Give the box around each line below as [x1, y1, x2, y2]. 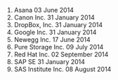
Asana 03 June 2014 [13, 6, 74, 14]
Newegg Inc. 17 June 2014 [13, 35, 91, 44]
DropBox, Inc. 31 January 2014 [13, 21, 103, 29]
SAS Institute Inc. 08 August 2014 [13, 65, 112, 73]
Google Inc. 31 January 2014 [13, 28, 97, 36]
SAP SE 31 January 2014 [13, 58, 86, 65]
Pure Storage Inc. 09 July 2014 [13, 43, 104, 51]
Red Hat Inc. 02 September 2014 [13, 50, 109, 58]
